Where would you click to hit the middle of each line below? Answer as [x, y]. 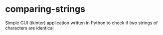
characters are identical [29, 28]
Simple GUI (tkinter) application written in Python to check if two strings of [81, 23]
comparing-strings [45, 9]
